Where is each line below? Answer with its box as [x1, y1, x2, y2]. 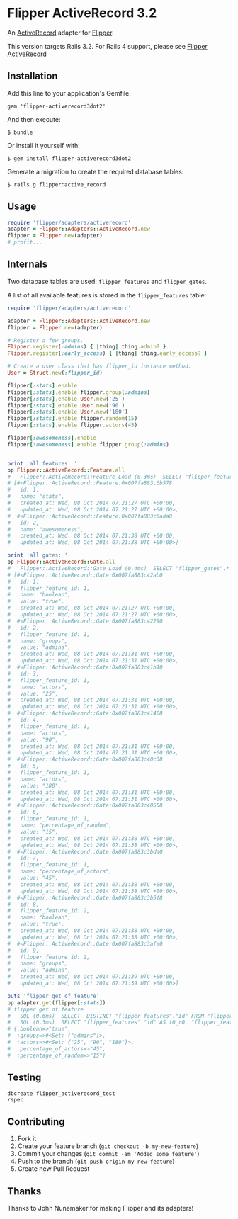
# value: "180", [7, 782, 62, 789]
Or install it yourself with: [7, 141, 80, 149]
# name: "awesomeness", [7, 526, 84, 533]
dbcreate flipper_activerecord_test [7, 1090, 115, 1097]
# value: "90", [7, 736, 59, 743]
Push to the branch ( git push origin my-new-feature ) [17, 1157, 175, 1166]
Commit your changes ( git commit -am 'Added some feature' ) [17, 1150, 200, 1158]
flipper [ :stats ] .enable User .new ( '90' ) [7, 402, 125, 409]
